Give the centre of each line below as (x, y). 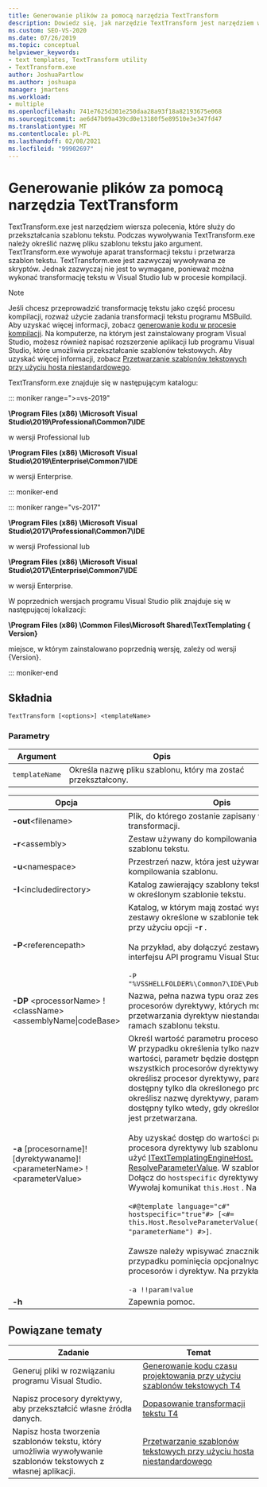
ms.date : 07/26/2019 (43, 38)
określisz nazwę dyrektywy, (180, 1098)
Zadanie (74, 1353)
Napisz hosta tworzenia (56, 1431)
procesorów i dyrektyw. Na (178, 1271)
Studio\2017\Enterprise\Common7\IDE (73, 571)
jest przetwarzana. (163, 1118)
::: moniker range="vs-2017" (54, 507)
